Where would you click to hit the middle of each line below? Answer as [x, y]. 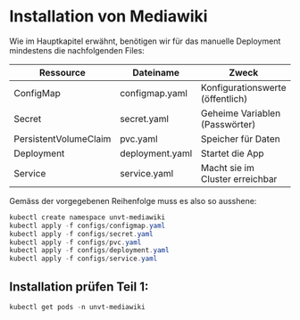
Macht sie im [227, 168]
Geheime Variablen [241, 113]
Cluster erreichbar [239, 178]
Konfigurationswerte [243, 87]
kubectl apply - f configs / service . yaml [83, 259]
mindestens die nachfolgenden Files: [77, 50]
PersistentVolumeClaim [62, 138]
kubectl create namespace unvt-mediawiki [87, 217]
